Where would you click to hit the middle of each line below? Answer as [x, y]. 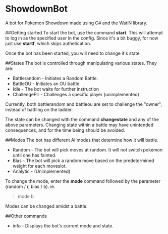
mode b [25, 196]
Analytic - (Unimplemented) [41, 171]
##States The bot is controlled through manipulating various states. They [81, 63]
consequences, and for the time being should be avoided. [65, 130]
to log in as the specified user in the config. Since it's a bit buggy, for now [82, 38]
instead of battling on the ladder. [39, 109]
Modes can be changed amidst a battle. [46, 206]
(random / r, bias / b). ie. [30, 186]
